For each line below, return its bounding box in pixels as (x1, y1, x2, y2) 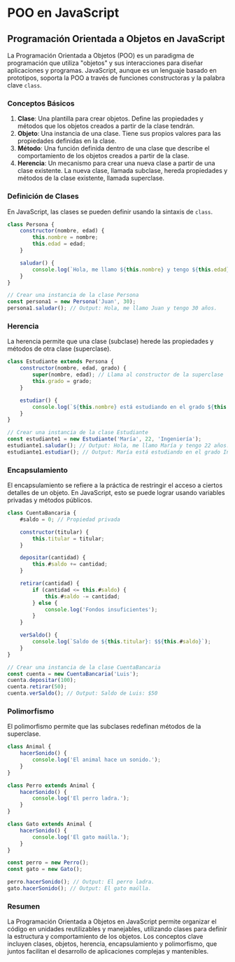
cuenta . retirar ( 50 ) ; (7, 683, 68, 690)
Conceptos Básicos (7, 98, 75, 108)
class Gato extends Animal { (7, 821, 92, 828)
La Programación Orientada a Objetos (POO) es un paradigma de (7, 51, 194, 60)
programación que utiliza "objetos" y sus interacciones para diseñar (7, 59, 204, 67)
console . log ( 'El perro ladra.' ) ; (32, 795, 130, 802)
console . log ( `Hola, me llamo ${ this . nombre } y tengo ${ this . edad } (32, 266, 230, 273)
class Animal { (7, 744, 52, 751)
